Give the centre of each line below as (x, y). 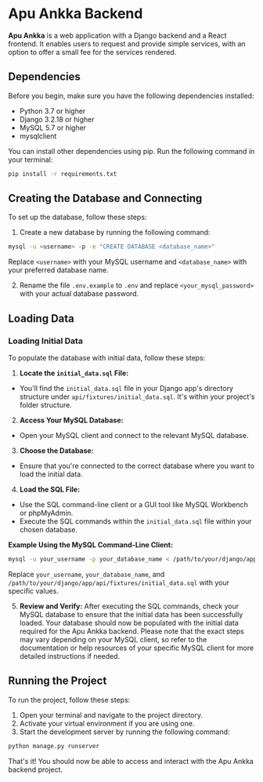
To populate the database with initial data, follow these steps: (107, 358)
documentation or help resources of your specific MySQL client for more (137, 648)
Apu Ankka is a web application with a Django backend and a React (117, 35)
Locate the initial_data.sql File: (74, 373)
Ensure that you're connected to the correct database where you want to (137, 466)
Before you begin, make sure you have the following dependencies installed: (131, 96)
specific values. (33, 590)
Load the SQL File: (50, 489)
